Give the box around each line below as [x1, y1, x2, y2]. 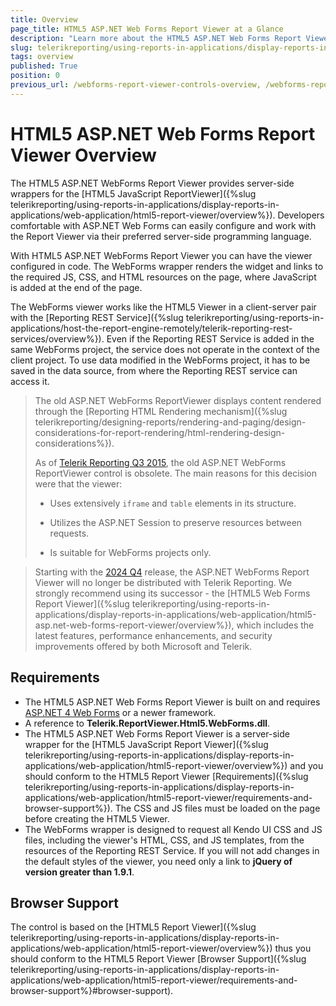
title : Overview [10, 14, 78, 25]
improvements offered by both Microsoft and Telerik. [34, 640, 253, 652]
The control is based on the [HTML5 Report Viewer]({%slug [10, 921, 257, 933]
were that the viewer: [34, 477, 123, 490]
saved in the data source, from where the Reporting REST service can [10, 364, 298, 376]
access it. [10, 375, 50, 387]
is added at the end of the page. [10, 281, 143, 293]
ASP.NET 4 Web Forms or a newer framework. [24, 706, 217, 718]
